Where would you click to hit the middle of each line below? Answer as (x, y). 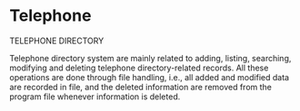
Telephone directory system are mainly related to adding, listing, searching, (150, 58)
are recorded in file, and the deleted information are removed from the (141, 87)
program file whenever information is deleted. (95, 97)
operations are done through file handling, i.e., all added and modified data (149, 77)
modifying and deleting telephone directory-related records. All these (139, 68)
